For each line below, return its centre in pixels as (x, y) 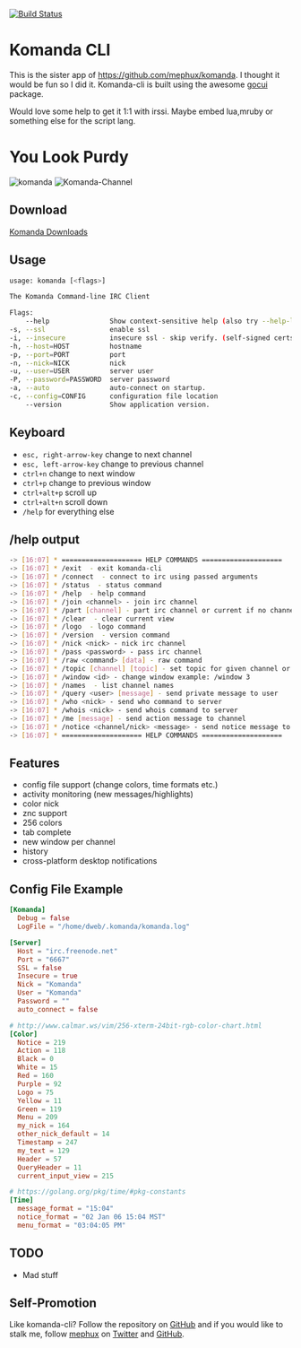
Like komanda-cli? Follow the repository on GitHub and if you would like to (146, 1325)
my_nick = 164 (43, 1126)
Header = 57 (40, 1159)
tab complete (47, 832)
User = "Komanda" (50, 993)
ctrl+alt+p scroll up (59, 492)
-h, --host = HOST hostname (76, 346)
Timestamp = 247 (47, 1143)
